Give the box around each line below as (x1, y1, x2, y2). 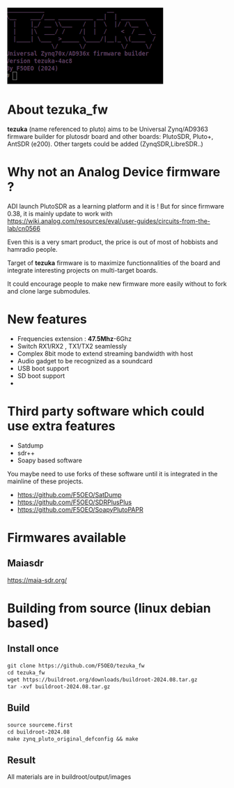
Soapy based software (17, 456, 82, 464)
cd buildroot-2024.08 (7, 728, 70, 736)
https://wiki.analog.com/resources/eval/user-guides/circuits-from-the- (7, 217, 211, 225)
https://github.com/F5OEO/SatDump (17, 490, 122, 499)
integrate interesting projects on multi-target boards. (7, 266, 158, 274)
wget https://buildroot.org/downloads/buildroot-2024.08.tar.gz (7, 676, 198, 683)
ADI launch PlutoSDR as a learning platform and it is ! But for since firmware (7, 202, 224, 210)
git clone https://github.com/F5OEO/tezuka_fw (7, 662, 145, 669)
